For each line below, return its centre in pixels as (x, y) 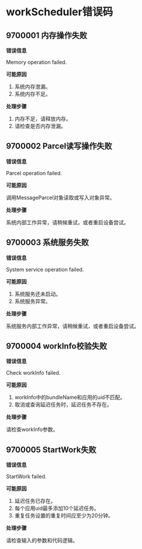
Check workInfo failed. (33, 373)
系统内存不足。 (32, 94)
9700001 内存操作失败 (47, 35)
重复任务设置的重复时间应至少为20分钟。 (64, 516)
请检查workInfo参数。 (32, 429)
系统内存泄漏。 (32, 86)
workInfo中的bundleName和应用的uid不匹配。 (70, 397)
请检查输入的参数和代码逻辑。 (42, 540)
